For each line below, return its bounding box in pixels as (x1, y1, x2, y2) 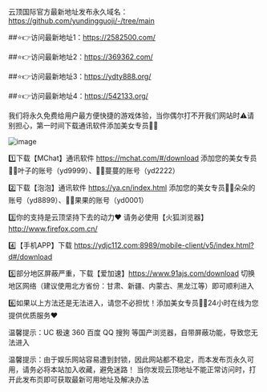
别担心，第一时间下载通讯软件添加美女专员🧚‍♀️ (8, 121, 159, 130)
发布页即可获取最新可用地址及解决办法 (22, 375, 149, 384)
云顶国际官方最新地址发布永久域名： (8, 7, 128, 16)
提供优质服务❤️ (8, 311, 59, 320)
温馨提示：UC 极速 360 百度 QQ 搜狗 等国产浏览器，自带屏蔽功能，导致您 (8, 328, 251, 337)
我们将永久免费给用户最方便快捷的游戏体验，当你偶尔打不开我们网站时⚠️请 (8, 111, 255, 120)
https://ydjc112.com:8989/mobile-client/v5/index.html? (73, 240, 255, 250)
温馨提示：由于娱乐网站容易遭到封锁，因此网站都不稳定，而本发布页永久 (8, 355, 247, 364)
